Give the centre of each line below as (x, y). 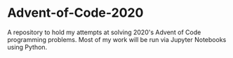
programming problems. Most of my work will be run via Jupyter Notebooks (117, 39)
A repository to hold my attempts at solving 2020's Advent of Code (104, 32)
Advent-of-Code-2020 (75, 13)
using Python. (27, 47)
